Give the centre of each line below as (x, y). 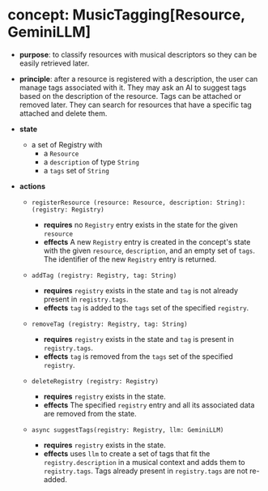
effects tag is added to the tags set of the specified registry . (146, 307)
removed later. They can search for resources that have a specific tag (135, 105)
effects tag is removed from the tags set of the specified (138, 356)
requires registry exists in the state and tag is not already (141, 290)
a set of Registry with (67, 144)
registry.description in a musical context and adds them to (144, 462)
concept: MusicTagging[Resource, (126, 15)
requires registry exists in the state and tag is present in (138, 339)
